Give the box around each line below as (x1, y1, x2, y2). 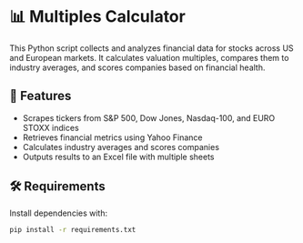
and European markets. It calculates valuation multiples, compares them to (9, 52, 289, 63)
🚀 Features (9, 88, 72, 104)
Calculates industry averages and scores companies (22, 141, 220, 152)
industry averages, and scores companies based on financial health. (9, 62, 266, 73)
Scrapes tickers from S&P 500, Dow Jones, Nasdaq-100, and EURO (22, 112, 276, 123)
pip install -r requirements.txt (9, 225, 136, 234)
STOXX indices (22, 122, 79, 133)
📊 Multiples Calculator (9, 6, 187, 27)
